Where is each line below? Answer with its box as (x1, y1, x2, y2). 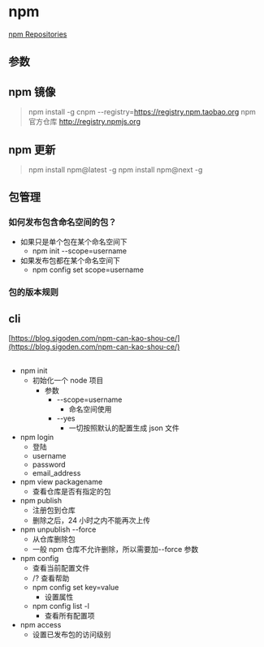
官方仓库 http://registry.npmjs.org (28, 117, 141, 127)
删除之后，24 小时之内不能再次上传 (32, 515, 150, 525)
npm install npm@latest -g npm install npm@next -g (28, 165, 203, 175)
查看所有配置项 (44, 610, 95, 620)
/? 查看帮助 (32, 573, 70, 583)
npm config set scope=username (32, 265, 145, 274)
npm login (19, 432, 54, 442)
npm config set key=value (32, 582, 119, 592)
